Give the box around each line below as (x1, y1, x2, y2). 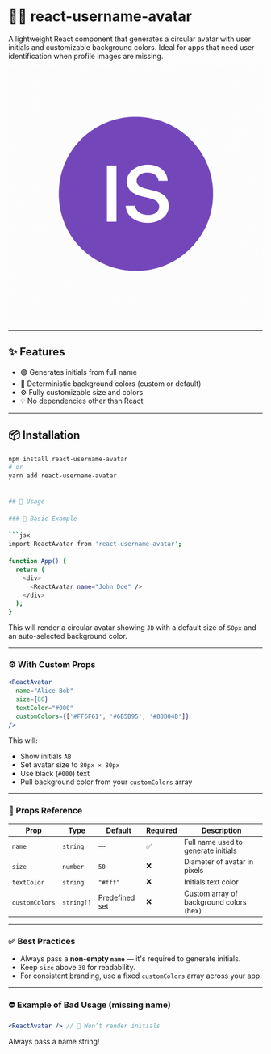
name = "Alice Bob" (15, 687, 74, 695)
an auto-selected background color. (8, 632, 127, 641)
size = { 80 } (15, 695, 48, 703)
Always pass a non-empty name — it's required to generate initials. (19, 954, 241, 964)
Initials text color (184, 876, 240, 887)
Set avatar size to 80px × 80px (19, 759, 120, 770)
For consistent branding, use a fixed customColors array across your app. (19, 971, 262, 981)
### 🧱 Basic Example (8, 514, 78, 523)
